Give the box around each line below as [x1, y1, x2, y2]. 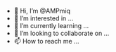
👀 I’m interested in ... [13, 14, 74, 22]
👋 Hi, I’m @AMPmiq [13, 7, 70, 15]
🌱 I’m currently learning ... [13, 22, 89, 30]
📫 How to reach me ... [13, 37, 79, 45]
